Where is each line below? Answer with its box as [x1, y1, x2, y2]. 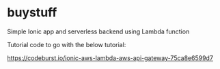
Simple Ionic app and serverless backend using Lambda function [7, 27, 190, 36]
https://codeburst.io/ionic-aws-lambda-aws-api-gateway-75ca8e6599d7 [7, 53, 214, 62]
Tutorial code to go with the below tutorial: [7, 40, 126, 49]
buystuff [7, 5, 57, 20]
